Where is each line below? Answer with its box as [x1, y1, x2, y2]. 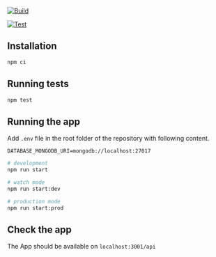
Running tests [7, 78, 70, 90]
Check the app [7, 224, 72, 235]
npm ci [7, 59, 26, 65]
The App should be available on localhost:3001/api [7, 242, 156, 251]
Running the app [7, 116, 80, 127]
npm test [7, 96, 33, 104]
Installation [7, 40, 57, 52]
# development [7, 160, 49, 167]
